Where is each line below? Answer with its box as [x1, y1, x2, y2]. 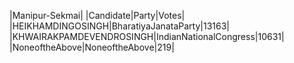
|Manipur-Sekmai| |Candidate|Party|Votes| [9, 10, 186, 21]
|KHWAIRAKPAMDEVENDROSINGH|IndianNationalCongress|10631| [9, 31, 285, 42]
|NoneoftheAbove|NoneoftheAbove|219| [9, 41, 175, 53]
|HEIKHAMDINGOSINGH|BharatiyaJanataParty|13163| [9, 20, 231, 32]
